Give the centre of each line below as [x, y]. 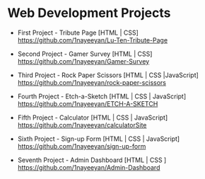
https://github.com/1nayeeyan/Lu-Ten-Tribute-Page [93, 40]
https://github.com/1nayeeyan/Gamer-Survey [83, 61]
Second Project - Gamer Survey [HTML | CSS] [85, 54]
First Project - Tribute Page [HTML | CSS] [78, 33]
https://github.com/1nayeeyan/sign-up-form [82, 146]
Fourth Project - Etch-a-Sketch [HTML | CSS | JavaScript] [102, 96]
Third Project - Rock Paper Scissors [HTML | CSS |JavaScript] [108, 75]
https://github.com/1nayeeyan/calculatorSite [82, 125]
